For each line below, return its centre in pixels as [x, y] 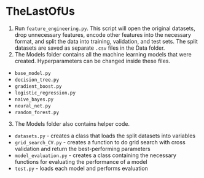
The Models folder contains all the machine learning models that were [103, 54]
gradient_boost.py [38, 86]
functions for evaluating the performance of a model [81, 161]
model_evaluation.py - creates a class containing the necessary [95, 155]
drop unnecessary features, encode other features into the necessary [103, 34]
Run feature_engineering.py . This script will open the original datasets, [105, 28]
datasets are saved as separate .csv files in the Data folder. [90, 48]
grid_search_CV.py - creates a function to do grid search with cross [100, 142]
